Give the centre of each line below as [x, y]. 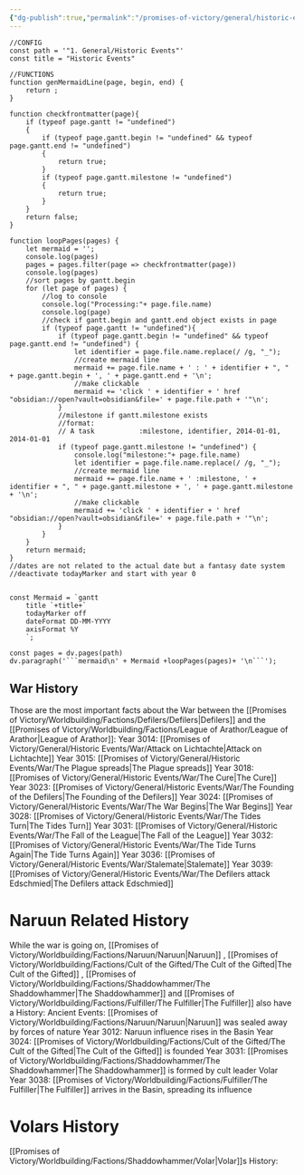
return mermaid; [57, 550]
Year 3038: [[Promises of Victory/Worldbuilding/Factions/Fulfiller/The [139, 1080]
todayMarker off [57, 613]
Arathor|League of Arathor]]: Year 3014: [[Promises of [110, 739]
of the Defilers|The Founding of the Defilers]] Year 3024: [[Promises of [141, 797]
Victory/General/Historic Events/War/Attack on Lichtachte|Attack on [136, 749]
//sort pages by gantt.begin [81, 280]
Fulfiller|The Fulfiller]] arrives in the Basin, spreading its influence [131, 1090]
